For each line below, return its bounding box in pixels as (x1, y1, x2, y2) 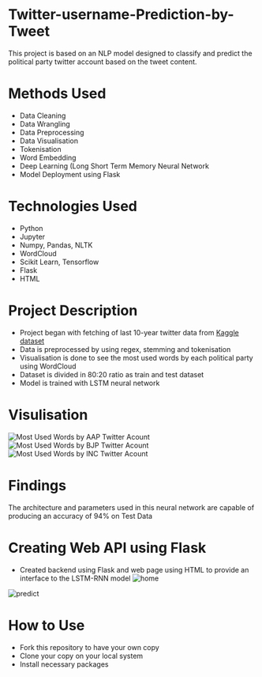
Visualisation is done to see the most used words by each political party (19, 353, 254, 362)
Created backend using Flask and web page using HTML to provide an (19, 565, 249, 574)
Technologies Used (8, 198, 138, 215)
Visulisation (8, 406, 88, 424)
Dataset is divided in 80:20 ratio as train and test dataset (19, 369, 204, 379)
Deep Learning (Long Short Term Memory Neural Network (19, 161, 209, 171)
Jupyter (19, 232, 46, 241)
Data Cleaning (19, 111, 66, 120)
